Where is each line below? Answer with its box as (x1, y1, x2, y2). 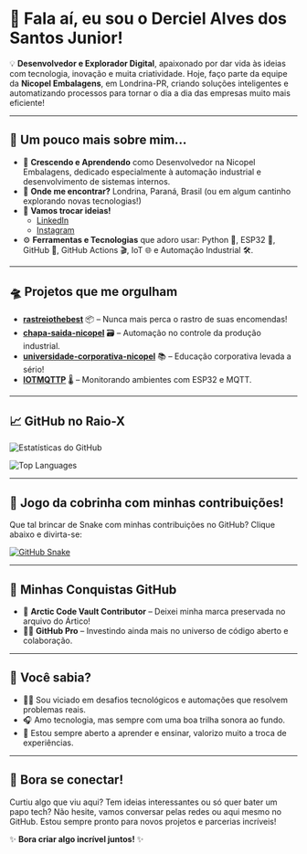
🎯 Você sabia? (9, 670, 91, 686)
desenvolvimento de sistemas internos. (22, 175, 171, 186)
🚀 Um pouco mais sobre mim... (9, 132, 187, 148)
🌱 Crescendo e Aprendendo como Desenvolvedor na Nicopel (22, 156, 256, 167)
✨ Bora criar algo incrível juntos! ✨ (9, 833, 144, 844)
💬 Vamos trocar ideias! (22, 205, 111, 216)
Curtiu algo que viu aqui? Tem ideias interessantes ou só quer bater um (9, 796, 278, 807)
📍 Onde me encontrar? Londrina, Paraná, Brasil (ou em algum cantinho (22, 185, 291, 196)
